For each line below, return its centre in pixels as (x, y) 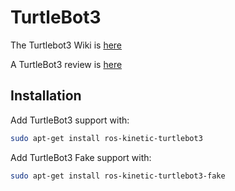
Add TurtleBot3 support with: (70, 120)
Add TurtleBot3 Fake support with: (81, 157)
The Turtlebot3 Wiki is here (66, 45)
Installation (46, 96)
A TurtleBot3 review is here (66, 64)
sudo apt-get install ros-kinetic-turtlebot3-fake (118, 176)
